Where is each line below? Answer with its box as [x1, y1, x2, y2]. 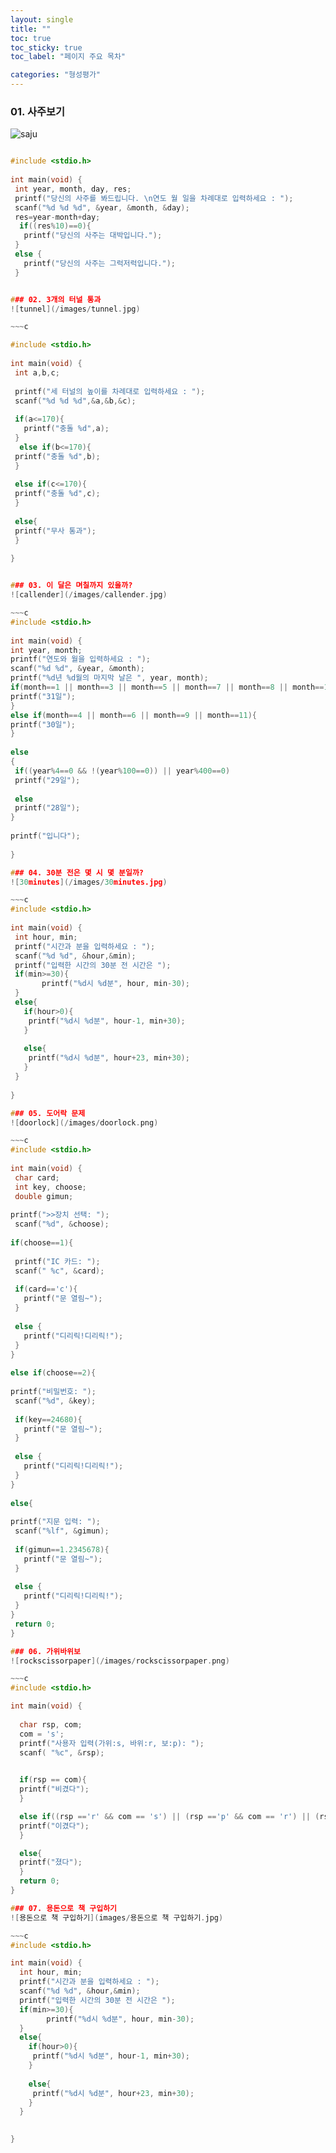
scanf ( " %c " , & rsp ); [19, 1747, 105, 1758]
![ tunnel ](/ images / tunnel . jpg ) [10, 304, 141, 314]
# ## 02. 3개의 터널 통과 [10, 294, 102, 305]
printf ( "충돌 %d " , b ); [14, 451, 101, 461]
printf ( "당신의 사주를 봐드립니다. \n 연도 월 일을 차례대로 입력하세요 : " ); [14, 193, 294, 203]
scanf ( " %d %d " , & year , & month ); [10, 664, 145, 674]
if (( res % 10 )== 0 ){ [19, 221, 92, 231]
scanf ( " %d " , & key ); [14, 1396, 97, 1406]
